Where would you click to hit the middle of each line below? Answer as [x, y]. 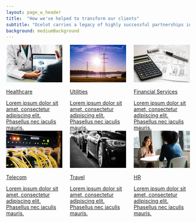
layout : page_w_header [34, 12]
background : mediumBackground [43, 31]
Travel [77, 177]
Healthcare [20, 91]
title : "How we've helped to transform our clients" [73, 18]
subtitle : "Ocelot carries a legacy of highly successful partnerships [95, 24]
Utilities [79, 91]
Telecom [17, 177]
